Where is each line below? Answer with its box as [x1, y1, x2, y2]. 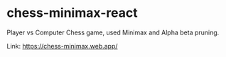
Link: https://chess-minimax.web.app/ [6, 42, 118, 50]
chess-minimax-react [6, 5, 138, 21]
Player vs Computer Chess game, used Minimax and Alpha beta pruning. [6, 28, 220, 37]
